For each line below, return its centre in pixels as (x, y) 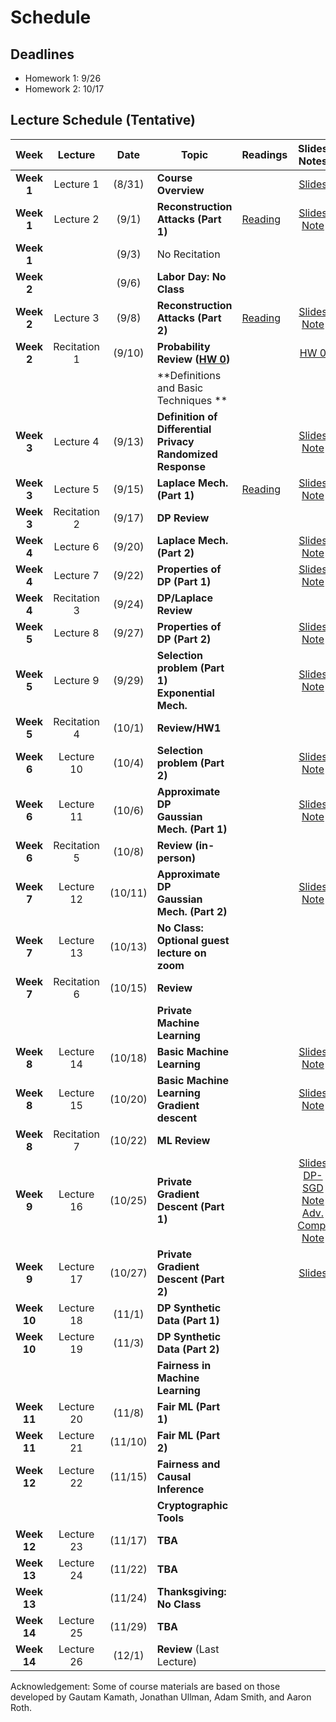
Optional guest (193, 940)
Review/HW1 (189, 728)
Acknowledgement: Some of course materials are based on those (145, 1686)
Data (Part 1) (188, 1320)
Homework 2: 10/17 (64, 89)
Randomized (187, 454)
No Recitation (188, 254)
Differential (184, 429)
